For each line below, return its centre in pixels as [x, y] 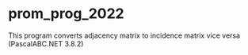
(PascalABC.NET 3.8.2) [46, 43]
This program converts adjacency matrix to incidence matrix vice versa [124, 35]
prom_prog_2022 [66, 14]
